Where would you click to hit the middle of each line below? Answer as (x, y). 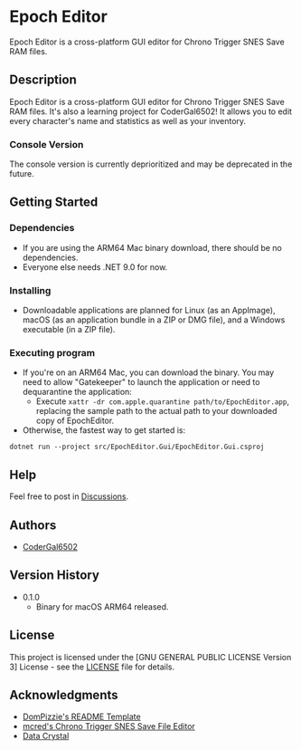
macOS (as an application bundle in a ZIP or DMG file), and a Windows (154, 320)
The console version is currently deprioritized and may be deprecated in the (151, 164)
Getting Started (54, 202)
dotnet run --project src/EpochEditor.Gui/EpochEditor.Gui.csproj (137, 447)
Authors (33, 525)
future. (22, 174)
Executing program (52, 352)
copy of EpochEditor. (75, 421)
